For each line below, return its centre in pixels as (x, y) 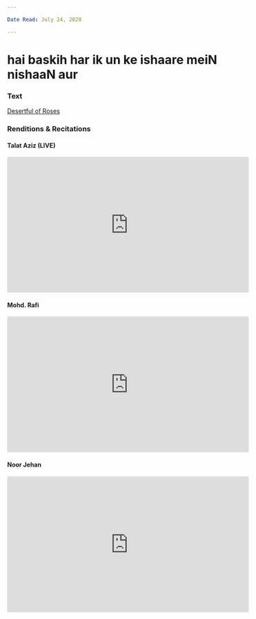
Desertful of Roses (33, 111)
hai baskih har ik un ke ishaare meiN (112, 60)
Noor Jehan (24, 465)
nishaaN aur (42, 74)
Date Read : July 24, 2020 (44, 19)
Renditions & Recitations (49, 129)
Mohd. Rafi (23, 305)
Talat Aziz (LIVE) (31, 145)
